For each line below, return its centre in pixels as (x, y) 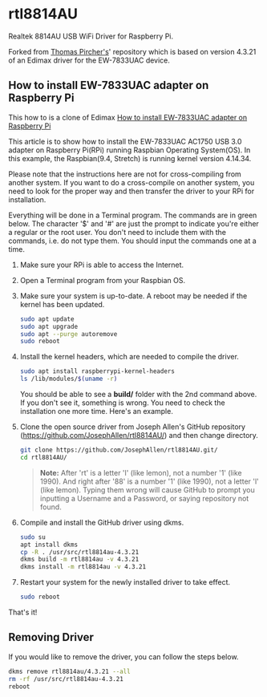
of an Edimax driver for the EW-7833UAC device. (89, 60)
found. (51, 507)
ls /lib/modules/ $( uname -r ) (69, 379)
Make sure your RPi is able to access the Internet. (102, 265)
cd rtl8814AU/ (43, 457)
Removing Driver (51, 637)
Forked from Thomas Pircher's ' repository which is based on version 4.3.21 (132, 51)
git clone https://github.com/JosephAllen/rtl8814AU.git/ (119, 450)
